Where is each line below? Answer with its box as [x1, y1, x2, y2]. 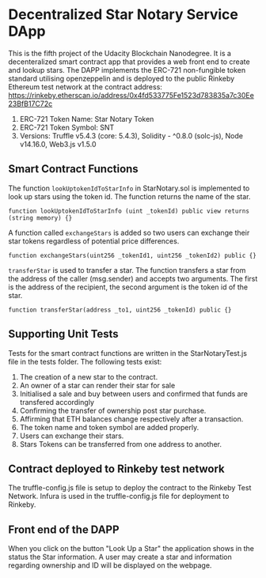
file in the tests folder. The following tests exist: [8, 357, 162, 366]
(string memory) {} [8, 213, 73, 222]
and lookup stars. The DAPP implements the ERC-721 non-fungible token [8, 65, 246, 74]
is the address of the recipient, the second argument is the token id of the [8, 282, 248, 292]
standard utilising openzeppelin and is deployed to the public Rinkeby [8, 74, 235, 83]
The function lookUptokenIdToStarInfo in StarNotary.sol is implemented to [8, 183, 250, 193]
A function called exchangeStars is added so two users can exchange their [8, 228, 250, 237]
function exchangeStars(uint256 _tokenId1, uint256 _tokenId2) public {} [8, 251, 257, 259]
